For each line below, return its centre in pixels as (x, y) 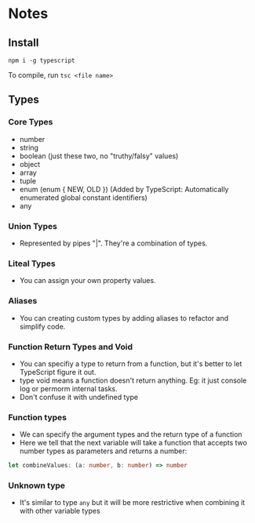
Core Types (31, 122)
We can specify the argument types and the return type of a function (131, 434)
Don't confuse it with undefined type (79, 397)
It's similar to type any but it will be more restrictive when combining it (132, 503)
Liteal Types (32, 263)
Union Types (33, 226)
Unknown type (36, 485)
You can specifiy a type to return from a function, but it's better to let (131, 363)
